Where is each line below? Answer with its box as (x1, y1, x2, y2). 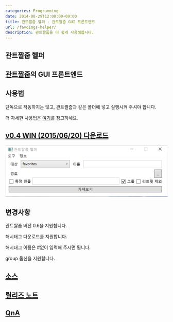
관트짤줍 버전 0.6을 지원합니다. (5, 223, 67, 229)
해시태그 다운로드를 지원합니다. (5, 234, 68, 240)
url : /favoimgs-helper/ (5, 25, 57, 30)
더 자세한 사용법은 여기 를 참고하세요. (5, 115, 78, 121)
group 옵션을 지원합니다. (5, 255, 55, 262)
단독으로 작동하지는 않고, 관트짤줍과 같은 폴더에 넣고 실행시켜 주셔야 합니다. (5, 103, 157, 110)
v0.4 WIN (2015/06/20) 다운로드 (5, 131, 109, 140)
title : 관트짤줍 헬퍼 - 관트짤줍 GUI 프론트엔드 (5, 19, 95, 24)
